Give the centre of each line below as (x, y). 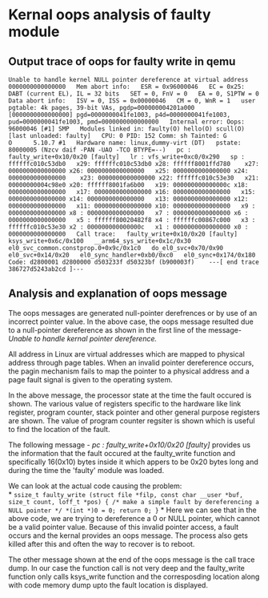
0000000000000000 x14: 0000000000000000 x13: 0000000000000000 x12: (128, 199)
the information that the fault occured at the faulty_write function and (122, 453)
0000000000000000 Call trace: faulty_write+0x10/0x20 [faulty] (123, 234)
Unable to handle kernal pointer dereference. (83, 338)
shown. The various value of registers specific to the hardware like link (125, 403)
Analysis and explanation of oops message (118, 294)
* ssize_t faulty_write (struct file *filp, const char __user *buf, (126, 494)
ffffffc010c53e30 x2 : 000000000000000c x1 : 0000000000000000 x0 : (128, 227)
